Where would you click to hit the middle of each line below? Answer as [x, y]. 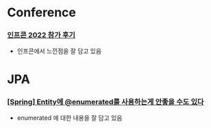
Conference [42, 13]
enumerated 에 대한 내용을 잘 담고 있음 [70, 118]
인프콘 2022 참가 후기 [41, 35]
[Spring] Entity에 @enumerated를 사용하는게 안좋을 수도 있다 [105, 101]
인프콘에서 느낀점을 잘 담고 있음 [59, 51]
